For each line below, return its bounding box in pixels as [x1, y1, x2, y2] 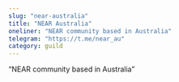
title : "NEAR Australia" [8, 19, 92, 28]
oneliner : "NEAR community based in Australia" [8, 27, 173, 35]
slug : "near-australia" [8, 11, 89, 20]
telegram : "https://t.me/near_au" [8, 34, 126, 43]
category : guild [8, 42, 63, 50]
